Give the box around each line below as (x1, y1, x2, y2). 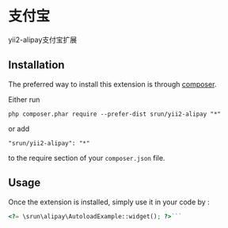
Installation (8, 59, 65, 72)
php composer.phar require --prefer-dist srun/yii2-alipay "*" (8, 110, 222, 118)
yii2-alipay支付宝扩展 (8, 35, 78, 44)
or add (8, 123, 30, 133)
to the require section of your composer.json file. (8, 153, 165, 162)
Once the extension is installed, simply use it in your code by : (8, 197, 210, 207)
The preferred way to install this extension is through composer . (8, 79, 217, 89)
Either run (8, 94, 40, 104)
